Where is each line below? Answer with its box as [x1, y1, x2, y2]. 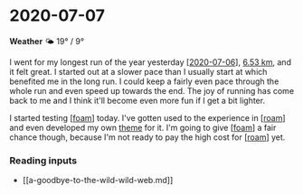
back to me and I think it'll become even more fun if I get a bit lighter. [9, 95, 265, 106]
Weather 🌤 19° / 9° [9, 35, 84, 46]
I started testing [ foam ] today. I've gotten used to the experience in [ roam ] [9, 112, 287, 123]
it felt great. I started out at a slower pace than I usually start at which [9, 66, 268, 77]
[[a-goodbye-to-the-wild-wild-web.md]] [22, 175, 174, 186]
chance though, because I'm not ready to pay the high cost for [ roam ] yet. [9, 132, 286, 143]
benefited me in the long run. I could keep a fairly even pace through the [9, 76, 279, 87]
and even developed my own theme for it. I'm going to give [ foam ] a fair [9, 122, 277, 133]
